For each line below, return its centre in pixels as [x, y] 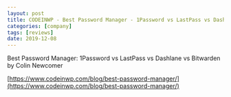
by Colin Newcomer [35, 66]
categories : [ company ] [40, 26]
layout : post [26, 13]
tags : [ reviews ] [30, 32]
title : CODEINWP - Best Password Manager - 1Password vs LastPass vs [109, 20]
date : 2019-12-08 [32, 39]
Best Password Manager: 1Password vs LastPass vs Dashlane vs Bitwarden [114, 58]
